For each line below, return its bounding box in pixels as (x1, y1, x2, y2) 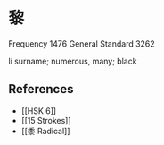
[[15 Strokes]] (20, 115, 72, 125)
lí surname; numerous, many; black (8, 55, 137, 66)
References (8, 81, 74, 97)
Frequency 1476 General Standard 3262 (8, 38, 155, 49)
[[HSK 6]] (20, 105, 57, 116)
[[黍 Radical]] (20, 125, 70, 136)
